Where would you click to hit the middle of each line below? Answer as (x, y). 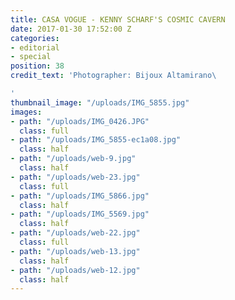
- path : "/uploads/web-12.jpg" (75, 270)
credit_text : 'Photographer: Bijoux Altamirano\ (113, 76)
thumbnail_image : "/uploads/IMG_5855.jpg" (100, 102)
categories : (35, 38)
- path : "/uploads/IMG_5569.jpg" (80, 214)
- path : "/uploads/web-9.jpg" (73, 159)
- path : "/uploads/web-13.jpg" (75, 251)
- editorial (35, 47)
